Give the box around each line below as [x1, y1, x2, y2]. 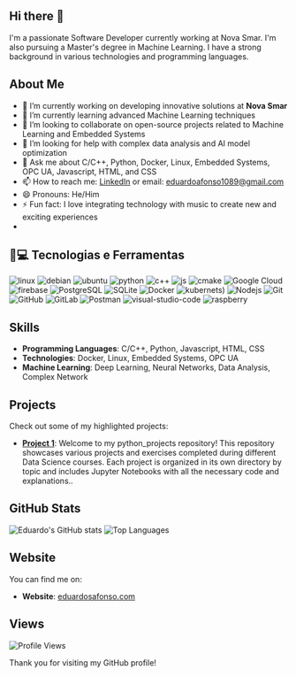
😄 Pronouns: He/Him [21, 188, 100, 199]
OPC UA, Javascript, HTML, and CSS [21, 165, 157, 177]
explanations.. [21, 475, 73, 487]
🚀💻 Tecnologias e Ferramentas [9, 248, 186, 263]
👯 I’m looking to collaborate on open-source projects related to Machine [21, 119, 285, 129]
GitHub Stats [9, 501, 81, 516]
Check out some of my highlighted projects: [9, 421, 169, 432]
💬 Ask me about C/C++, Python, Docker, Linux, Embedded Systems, [21, 157, 270, 167]
